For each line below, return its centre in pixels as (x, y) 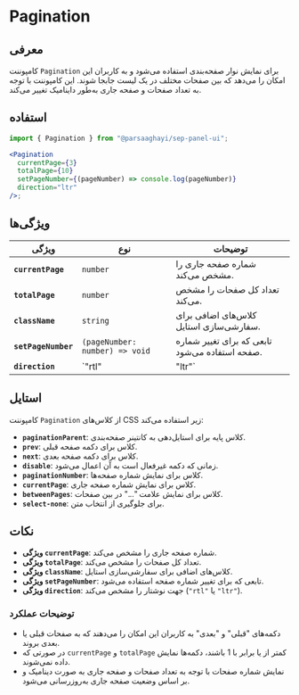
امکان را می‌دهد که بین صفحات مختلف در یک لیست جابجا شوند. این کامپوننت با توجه (147, 80)
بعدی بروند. (41, 642)
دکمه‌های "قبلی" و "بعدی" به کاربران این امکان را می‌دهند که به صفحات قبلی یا (151, 633)
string (95, 320)
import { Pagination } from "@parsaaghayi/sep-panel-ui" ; (119, 138)
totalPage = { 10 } (45, 171)
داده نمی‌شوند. (46, 661)
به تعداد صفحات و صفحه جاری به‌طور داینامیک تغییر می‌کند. (105, 90)
